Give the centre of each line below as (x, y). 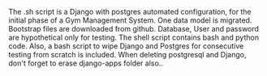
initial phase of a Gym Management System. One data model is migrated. (130, 20)
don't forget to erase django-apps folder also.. (86, 63)
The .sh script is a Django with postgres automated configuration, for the (130, 12)
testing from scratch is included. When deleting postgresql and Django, (127, 55)
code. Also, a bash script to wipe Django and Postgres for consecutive (126, 46)
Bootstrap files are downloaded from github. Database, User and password (134, 29)
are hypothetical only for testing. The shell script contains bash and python (134, 37)
